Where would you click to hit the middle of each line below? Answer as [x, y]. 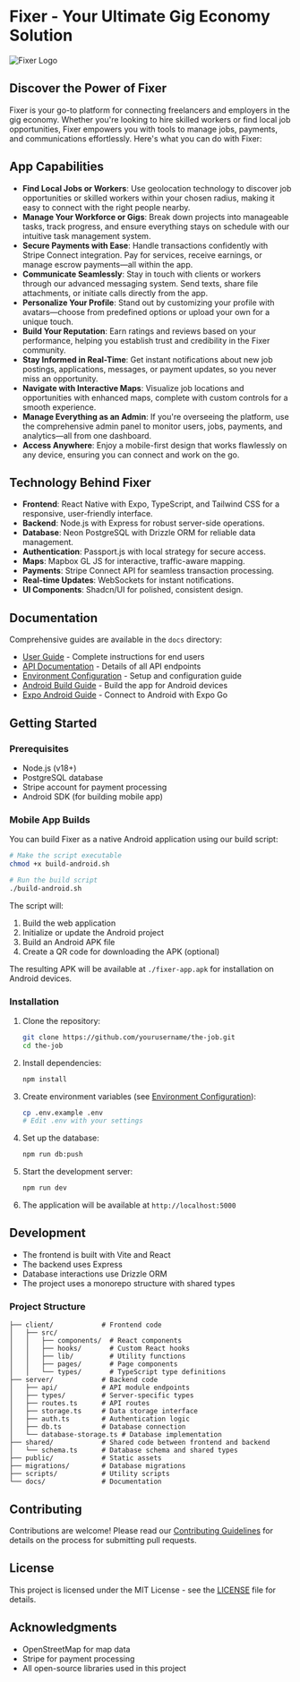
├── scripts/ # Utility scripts [90, 1474]
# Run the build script [54, 880]
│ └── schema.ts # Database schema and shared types [124, 1451]
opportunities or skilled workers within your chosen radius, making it [148, 198]
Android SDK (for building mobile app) [92, 796]
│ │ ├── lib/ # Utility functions [98, 1357]
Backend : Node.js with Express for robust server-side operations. [144, 523]
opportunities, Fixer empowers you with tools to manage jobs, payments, [143, 129]
